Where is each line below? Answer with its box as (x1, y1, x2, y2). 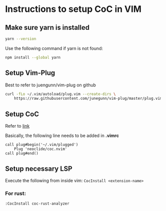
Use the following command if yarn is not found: (5, 45, 103, 51)
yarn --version (5, 36, 37, 41)
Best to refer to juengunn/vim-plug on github (5, 82, 96, 88)
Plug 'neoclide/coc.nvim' (14, 146, 68, 152)
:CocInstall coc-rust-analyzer (5, 201, 70, 207)
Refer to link (5, 123, 30, 129)
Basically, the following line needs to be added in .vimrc (5, 133, 120, 139)
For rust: (5, 190, 26, 197)
